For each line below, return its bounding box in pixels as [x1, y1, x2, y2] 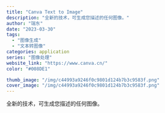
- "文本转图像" [12, 43, 46, 49]
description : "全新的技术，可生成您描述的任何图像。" [6, 15, 130, 21]
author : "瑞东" [6, 20, 43, 26]
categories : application [6, 49, 70, 55]
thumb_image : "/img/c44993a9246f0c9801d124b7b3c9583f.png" [6, 77, 160, 83]
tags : [6, 32, 20, 38]
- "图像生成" [12, 37, 42, 43]
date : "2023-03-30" [6, 26, 56, 32]
